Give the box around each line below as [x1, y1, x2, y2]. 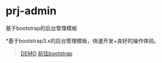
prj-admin [5, 4, 57, 18]
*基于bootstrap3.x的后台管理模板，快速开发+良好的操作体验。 [5, 37, 160, 44]
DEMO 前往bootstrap [20, 49, 73, 57]
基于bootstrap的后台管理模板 [5, 24, 78, 31]
